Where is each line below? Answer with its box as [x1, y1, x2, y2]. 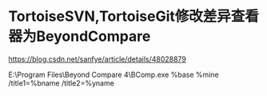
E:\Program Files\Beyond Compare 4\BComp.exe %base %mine [8, 70, 219, 79]
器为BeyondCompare [8, 27, 151, 46]
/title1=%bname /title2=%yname [8, 78, 114, 88]
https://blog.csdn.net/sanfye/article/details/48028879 [8, 54, 186, 64]
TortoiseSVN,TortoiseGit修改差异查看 [8, 7, 260, 26]
